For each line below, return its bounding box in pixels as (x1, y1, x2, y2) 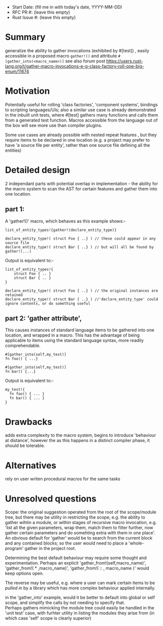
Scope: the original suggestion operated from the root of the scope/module (5, 509, 157, 515)
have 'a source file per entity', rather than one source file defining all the (5, 142, 150, 148)
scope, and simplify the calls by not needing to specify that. (5, 600, 125, 606)
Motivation (5, 85, 50, 97)
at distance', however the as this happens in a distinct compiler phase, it (5, 438, 150, 444)
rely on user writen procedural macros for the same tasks (5, 476, 121, 482)
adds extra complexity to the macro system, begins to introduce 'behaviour (5, 432, 156, 438)
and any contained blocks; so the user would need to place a (5, 540, 128, 546)
